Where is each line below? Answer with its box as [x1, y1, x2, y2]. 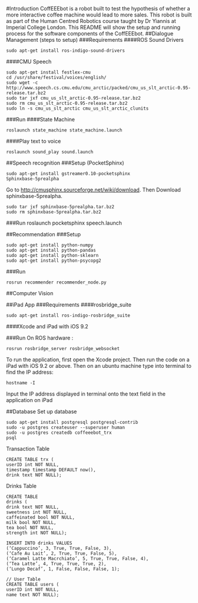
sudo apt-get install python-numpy [6, 242, 94, 248]
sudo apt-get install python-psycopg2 [6, 258, 101, 263]
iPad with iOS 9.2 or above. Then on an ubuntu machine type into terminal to [6, 363, 192, 369]
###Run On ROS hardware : [6, 334, 74, 341]
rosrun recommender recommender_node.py [6, 279, 107, 285]
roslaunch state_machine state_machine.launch [6, 127, 123, 133]
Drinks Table [6, 483, 37, 489]
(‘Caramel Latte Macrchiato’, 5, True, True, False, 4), [6, 556, 149, 562]
